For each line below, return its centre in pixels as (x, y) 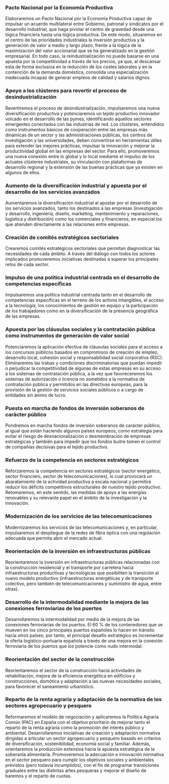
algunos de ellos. (23, 172)
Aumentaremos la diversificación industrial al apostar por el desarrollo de (81, 203)
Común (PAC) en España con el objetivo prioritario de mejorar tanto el (78, 722)
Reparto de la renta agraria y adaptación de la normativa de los (83, 700)
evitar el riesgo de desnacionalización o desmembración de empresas (78, 436)
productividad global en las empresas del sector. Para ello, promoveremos (82, 151)
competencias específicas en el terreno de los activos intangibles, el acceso (84, 300)
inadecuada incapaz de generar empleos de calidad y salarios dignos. (78, 78)
